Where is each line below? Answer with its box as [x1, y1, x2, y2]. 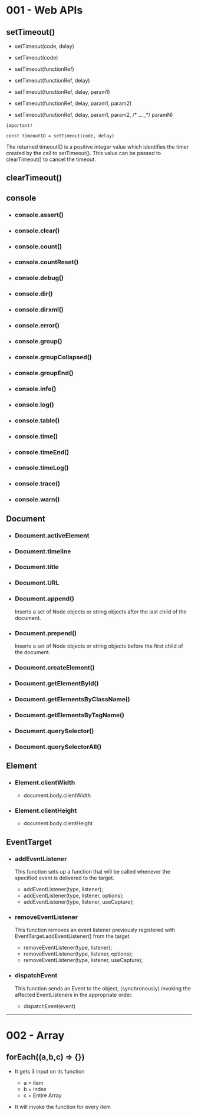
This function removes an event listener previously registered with [14, 927, 176, 934]
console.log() [14, 401, 54, 409]
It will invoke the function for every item [14, 1103, 111, 1110]
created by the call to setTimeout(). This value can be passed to [6, 150, 161, 156]
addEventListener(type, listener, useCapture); [23, 898, 134, 905]
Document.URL [14, 579, 60, 587]
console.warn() [14, 495, 60, 504]
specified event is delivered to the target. [14, 874, 115, 882]
